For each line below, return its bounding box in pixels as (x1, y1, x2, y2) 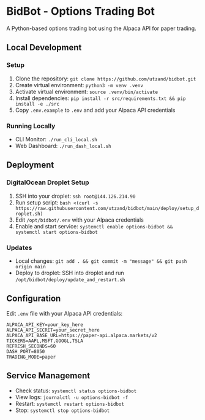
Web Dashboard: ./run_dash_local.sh (15, 142, 111, 149)
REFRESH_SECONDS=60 (6, 343, 56, 349)
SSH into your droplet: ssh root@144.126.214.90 (15, 192, 136, 200)
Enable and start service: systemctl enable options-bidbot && (15, 222, 173, 230)
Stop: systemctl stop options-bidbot (15, 406, 110, 414)
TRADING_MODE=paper (6, 354, 56, 360)
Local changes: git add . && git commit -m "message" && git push (15, 257, 187, 265)
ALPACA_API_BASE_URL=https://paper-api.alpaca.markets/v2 (6, 332, 157, 338)
